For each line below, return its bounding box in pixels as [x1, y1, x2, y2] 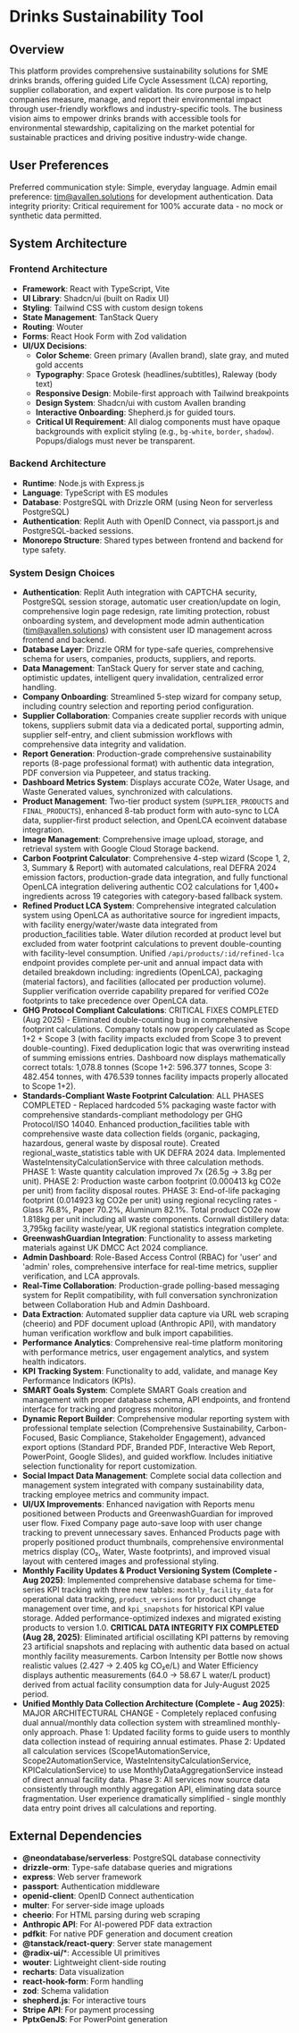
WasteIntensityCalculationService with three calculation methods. [21, 1157, 264, 1168]
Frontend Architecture [9, 263, 108, 275]
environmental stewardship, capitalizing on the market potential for [9, 122, 255, 133]
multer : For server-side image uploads [21, 1900, 165, 1911]
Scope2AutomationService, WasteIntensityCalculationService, [21, 1755, 252, 1767]
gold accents [35, 359, 84, 370]
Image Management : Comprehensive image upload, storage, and [21, 834, 264, 845]
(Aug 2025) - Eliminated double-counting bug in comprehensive [21, 1015, 259, 1025]
